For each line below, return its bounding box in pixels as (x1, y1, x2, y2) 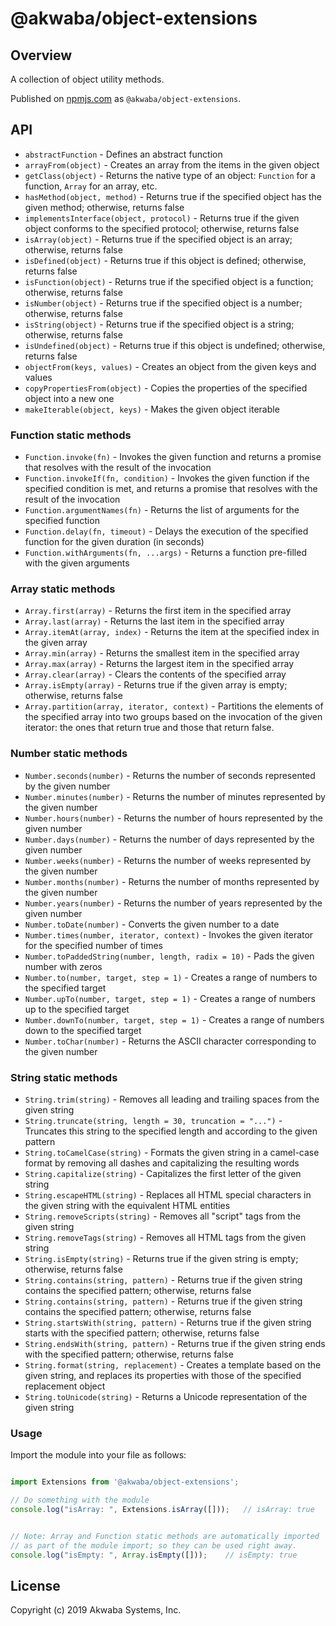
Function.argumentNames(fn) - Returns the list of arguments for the (24, 504, 300, 516)
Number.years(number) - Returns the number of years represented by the (24, 897, 323, 909)
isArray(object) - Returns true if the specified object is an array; (24, 233, 293, 245)
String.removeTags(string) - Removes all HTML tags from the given (24, 1232, 307, 1243)
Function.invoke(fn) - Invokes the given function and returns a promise (24, 451, 322, 463)
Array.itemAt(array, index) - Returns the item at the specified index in (24, 626, 320, 638)
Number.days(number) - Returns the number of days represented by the (24, 833, 315, 845)
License (10, 1577, 61, 1594)
